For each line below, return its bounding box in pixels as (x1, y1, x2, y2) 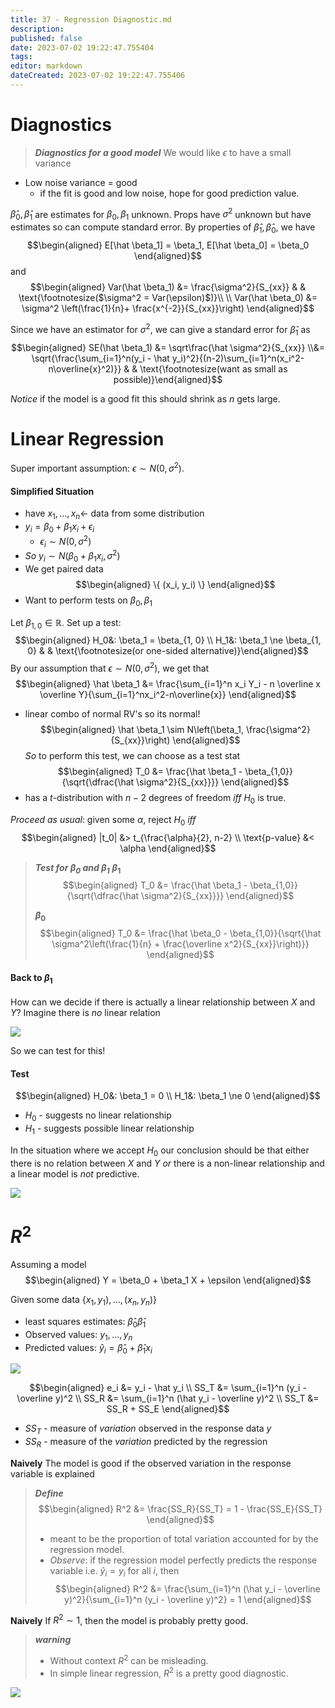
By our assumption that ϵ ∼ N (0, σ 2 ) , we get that (10, 661, 210, 675)
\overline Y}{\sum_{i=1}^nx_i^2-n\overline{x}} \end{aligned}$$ (39, 689, 297, 701)
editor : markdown (10, 61, 83, 71)
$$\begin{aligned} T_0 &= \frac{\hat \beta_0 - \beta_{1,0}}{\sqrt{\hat (39, 927, 322, 940)
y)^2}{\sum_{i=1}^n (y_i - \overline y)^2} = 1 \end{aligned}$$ (64, 1593, 312, 1605)
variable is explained (10, 1467, 95, 1480)
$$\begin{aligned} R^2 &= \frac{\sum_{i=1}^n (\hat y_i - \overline (54, 1582, 321, 1595)
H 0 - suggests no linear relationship (24, 1109, 172, 1124)
